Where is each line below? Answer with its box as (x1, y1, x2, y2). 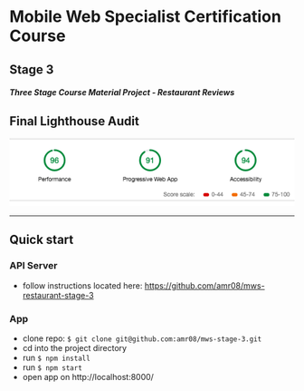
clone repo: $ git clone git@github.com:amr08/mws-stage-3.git (22, 333, 262, 344)
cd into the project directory (22, 343, 128, 354)
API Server (9, 259, 58, 272)
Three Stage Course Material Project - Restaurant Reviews (9, 87, 235, 98)
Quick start (9, 232, 74, 248)
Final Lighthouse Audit (9, 113, 140, 129)
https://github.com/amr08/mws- (144, 279, 265, 291)
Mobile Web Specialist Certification (9, 6, 282, 27)
